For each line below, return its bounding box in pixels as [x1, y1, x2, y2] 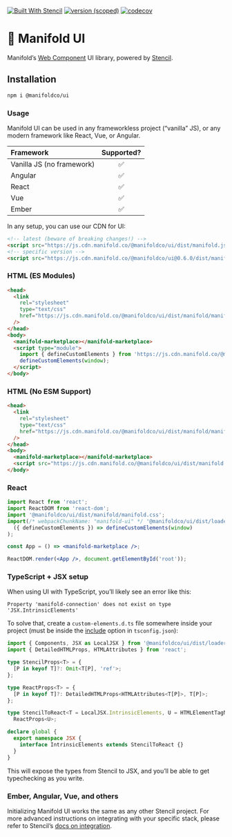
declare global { [7, 728, 57, 735]
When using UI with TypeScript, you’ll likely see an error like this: [7, 587, 192, 596]
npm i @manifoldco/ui [7, 92, 70, 99]
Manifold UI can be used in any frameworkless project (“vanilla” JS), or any [7, 124, 221, 132]
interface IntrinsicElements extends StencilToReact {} [19, 741, 184, 748]
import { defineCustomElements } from [19, 351, 131, 358]
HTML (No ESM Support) [7, 386, 92, 396]
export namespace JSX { [13, 735, 81, 742]
